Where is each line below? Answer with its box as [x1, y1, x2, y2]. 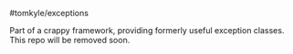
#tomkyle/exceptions [9, 8, 89, 18]
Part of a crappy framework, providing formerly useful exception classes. [9, 25, 285, 35]
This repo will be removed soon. [9, 35, 131, 45]
